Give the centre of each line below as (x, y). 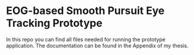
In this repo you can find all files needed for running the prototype (86, 39)
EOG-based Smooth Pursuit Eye (85, 11)
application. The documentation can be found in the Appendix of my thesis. (97, 46)
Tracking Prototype (54, 23)
